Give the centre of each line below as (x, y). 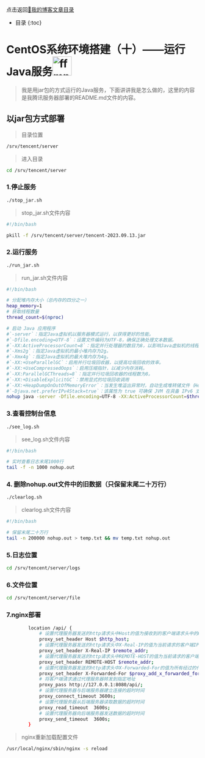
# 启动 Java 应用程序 (31, 328)
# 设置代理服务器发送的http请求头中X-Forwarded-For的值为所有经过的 (117, 668)
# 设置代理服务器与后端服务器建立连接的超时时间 (92, 691)
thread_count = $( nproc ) (35, 318)
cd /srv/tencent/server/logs (43, 568)
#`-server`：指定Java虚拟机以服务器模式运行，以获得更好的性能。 (80, 334)
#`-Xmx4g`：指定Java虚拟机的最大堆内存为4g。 (59, 357)
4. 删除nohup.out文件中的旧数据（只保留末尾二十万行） (88, 484)
